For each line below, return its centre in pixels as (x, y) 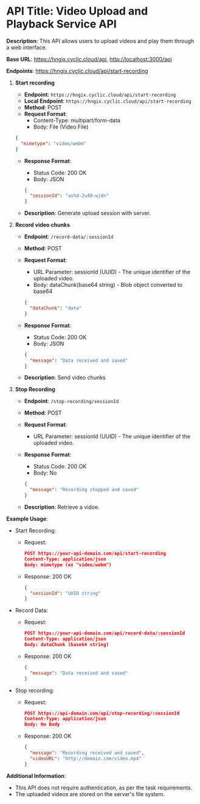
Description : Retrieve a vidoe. (62, 507)
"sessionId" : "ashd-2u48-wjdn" (69, 196)
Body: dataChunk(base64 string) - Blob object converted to (108, 285)
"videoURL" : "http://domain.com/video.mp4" (85, 758)
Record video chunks (43, 225)
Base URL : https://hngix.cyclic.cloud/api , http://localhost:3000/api (89, 59)
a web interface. (27, 47)
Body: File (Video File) (61, 126)
